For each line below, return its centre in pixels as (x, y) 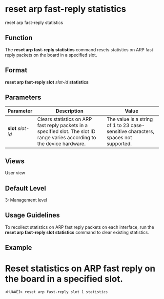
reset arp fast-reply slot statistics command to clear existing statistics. (77, 232)
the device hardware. (61, 144)
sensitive (117, 131)
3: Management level (26, 200)
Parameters (23, 97)
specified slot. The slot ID (66, 131)
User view (15, 173)
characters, (141, 131)
